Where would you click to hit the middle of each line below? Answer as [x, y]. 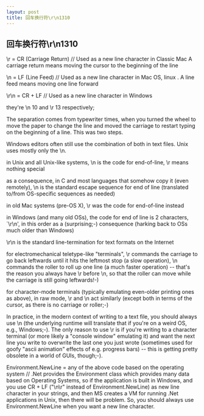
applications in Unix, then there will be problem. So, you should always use [100, 400]
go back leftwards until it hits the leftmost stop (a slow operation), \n [92, 261]
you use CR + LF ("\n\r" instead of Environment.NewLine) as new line [93, 387]
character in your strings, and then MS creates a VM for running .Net [92, 393]
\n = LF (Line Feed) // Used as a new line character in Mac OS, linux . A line [100, 78]
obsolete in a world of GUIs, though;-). [55, 356]
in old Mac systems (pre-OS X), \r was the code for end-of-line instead [95, 206]
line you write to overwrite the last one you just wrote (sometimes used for [100, 343]
